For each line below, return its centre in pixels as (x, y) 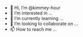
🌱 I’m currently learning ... (37, 18)
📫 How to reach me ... (33, 29)
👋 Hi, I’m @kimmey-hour (35, 8)
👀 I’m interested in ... (31, 13)
